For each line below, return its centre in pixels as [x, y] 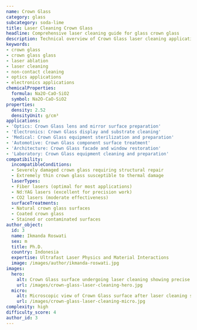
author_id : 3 [22, 318]
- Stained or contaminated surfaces [56, 219]
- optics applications [34, 77]
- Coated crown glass [38, 214]
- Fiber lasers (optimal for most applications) [72, 186]
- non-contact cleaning [35, 72]
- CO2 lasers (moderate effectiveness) [60, 198]
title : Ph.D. [27, 247]
